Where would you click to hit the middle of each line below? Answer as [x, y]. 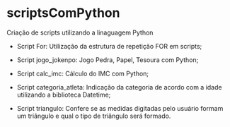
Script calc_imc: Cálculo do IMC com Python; [83, 73]
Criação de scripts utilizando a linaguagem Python [80, 32]
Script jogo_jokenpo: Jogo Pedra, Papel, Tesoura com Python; [108, 60]
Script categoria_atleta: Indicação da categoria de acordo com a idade [119, 87]
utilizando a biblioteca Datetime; [64, 95]
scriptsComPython [63, 13]
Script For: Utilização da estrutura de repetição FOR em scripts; [109, 46]
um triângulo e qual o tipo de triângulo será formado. [94, 116]
